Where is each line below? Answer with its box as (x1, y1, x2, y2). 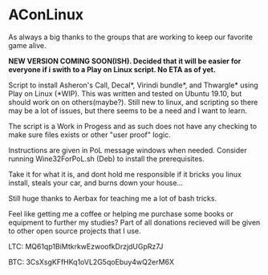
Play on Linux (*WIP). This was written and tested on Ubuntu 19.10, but (8, 88, 242, 98)
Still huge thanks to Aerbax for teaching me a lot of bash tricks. (8, 193, 217, 203)
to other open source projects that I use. (8, 226, 142, 236)
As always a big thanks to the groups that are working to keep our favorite (8, 32, 253, 42)
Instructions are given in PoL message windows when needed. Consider (8, 145, 247, 155)
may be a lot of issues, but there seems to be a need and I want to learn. (8, 106, 247, 115)
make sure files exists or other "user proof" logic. (8, 130, 171, 140)
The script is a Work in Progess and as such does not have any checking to (8, 121, 258, 131)
